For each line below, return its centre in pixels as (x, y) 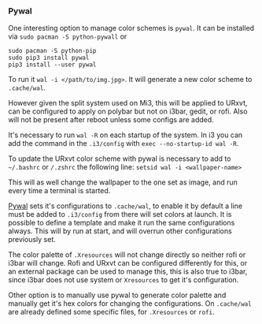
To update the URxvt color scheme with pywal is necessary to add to (120, 158)
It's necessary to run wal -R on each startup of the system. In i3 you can (125, 135)
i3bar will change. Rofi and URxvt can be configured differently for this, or (128, 263)
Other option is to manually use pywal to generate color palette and (117, 295)
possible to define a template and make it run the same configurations (122, 223)
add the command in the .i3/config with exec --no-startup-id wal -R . (124, 143)
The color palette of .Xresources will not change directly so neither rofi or (127, 255)
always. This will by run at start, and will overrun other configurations (120, 231)
